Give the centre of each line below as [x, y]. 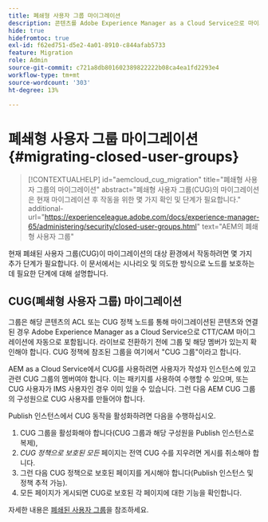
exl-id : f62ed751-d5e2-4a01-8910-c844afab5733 [87, 46]
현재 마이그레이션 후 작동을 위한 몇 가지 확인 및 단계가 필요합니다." [139, 200]
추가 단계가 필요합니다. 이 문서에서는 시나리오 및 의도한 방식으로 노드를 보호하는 [132, 264]
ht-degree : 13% [33, 90]
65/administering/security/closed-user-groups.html [112, 227]
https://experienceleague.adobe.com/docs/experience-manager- [152, 217]
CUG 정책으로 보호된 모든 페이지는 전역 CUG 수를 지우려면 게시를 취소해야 [135, 453]
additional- [45, 209]
